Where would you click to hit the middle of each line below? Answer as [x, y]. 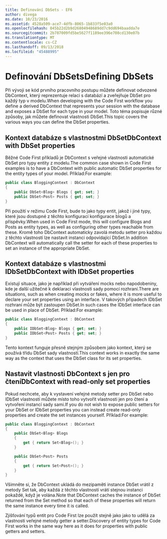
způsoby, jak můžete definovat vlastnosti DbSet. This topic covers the [76, 117]
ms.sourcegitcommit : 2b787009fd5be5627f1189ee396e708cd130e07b [72, 33]
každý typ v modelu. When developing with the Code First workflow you [79, 101]
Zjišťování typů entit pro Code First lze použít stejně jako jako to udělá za [80, 515]
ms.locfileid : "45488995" [32, 51]
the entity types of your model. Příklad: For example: [58, 173]
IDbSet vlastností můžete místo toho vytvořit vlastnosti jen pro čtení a [77, 399]
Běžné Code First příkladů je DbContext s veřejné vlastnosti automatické [79, 157]
